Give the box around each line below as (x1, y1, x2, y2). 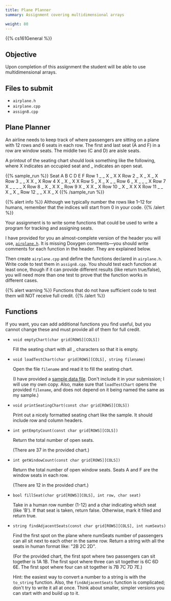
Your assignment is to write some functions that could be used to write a (5, 219, 158, 226)
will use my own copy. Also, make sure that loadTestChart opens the (12, 381, 157, 387)
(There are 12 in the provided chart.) (12, 482, 89, 488)
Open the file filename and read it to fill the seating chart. (12, 366, 133, 372)
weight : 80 (5, 21, 29, 27)
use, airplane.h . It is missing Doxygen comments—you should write (5, 240, 149, 246)
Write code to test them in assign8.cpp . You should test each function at (5, 261, 157, 267)
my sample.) (12, 392, 39, 398)
